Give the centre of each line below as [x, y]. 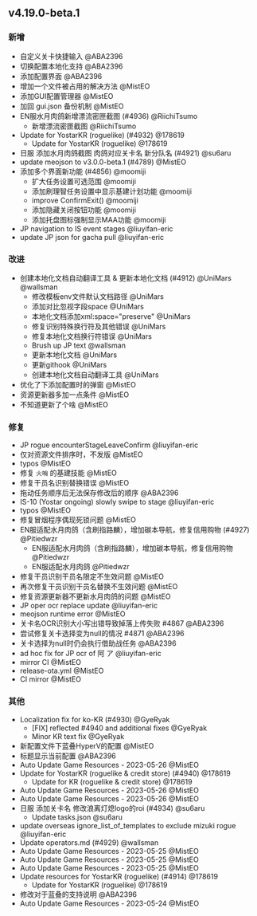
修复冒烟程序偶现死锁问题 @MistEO [78, 520]
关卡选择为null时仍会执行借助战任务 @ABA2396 [98, 643]
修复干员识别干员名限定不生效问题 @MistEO [92, 576]
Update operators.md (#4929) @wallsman [89, 842]
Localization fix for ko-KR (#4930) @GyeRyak [95, 719]
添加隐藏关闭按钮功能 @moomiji [84, 210]
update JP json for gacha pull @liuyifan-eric [92, 237]
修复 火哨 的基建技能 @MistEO [68, 473]
